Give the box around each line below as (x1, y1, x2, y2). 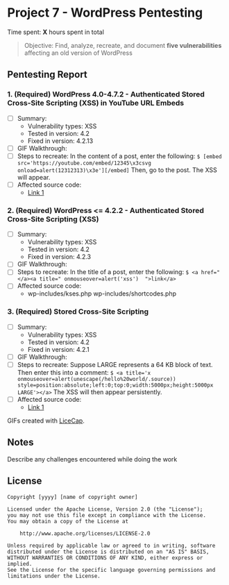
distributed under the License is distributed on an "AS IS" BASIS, (7, 548, 210, 555)
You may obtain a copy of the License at (7, 518, 129, 525)
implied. (7, 560, 33, 567)
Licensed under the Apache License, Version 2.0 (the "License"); (7, 505, 203, 513)
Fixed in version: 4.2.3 (27, 253, 92, 261)
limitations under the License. (7, 573, 101, 579)
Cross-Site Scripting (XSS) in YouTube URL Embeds (7, 99, 185, 108)
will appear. (17, 173, 51, 181)
